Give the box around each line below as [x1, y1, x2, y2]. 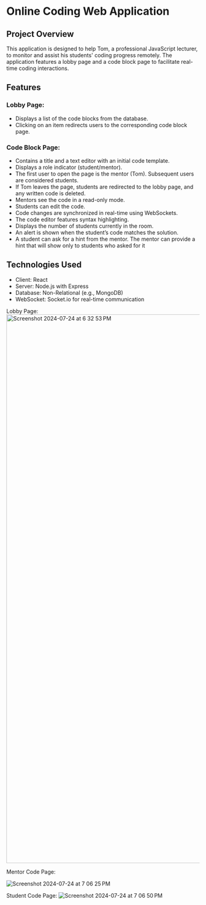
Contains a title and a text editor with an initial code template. [15, 157, 170, 164]
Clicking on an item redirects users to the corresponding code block [15, 121, 188, 128]
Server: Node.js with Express [15, 282, 89, 290]
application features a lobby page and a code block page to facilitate [6, 58, 180, 65]
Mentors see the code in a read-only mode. [15, 196, 125, 203]
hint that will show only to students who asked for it [15, 241, 145, 249]
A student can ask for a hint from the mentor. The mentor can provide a [15, 235, 196, 243]
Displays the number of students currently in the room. [15, 222, 154, 230]
